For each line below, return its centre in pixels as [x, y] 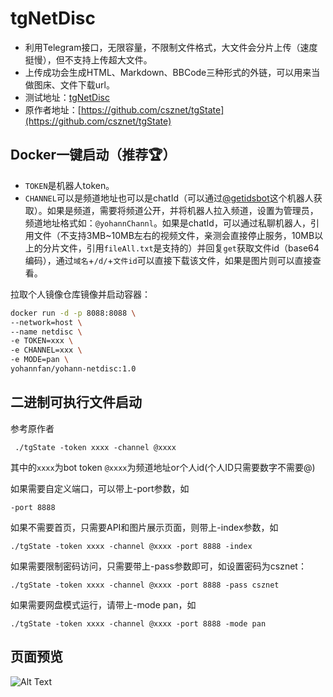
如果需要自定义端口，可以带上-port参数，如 [100, 488]
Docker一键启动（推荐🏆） [93, 155]
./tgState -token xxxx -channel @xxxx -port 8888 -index [131, 546]
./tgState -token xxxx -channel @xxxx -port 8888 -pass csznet [145, 585]
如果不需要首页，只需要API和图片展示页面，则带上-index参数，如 [144, 527]
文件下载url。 [87, 84]
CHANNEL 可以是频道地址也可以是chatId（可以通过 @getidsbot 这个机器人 [169, 198]
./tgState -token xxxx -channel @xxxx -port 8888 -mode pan [138, 623]
